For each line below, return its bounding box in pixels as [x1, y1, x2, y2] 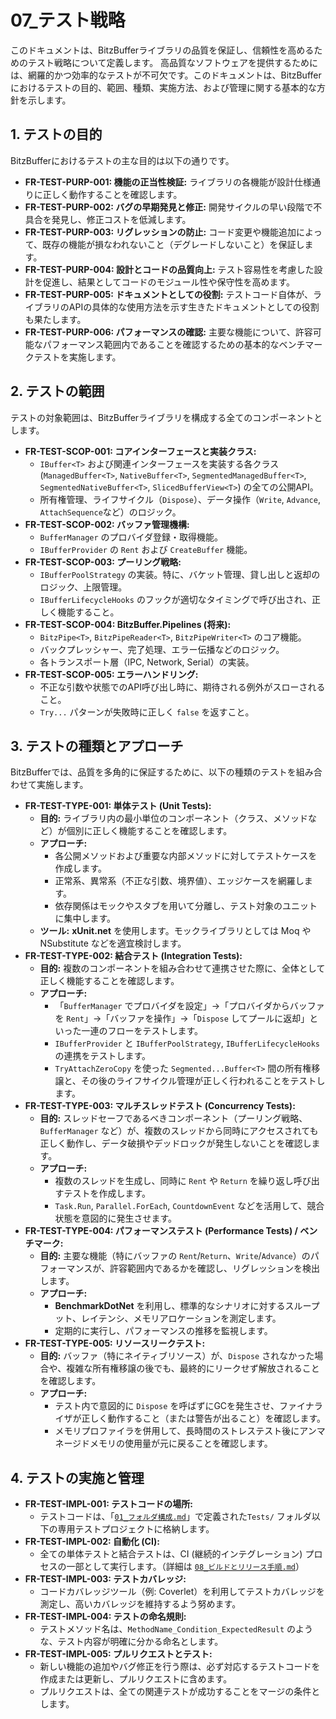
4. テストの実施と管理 [10, 1469, 145, 1486]
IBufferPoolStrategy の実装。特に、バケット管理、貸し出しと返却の [39, 568, 321, 580]
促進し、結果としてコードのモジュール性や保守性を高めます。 [42, 276, 295, 288]
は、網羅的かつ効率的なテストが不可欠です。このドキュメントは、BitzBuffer [10, 69, 322, 81]
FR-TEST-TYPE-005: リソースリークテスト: [24, 1337, 206, 1350]
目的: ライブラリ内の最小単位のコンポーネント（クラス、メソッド [39, 812, 308, 825]
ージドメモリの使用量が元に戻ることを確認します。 [63, 1437, 273, 1450]
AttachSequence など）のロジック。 [39, 506, 182, 518]
